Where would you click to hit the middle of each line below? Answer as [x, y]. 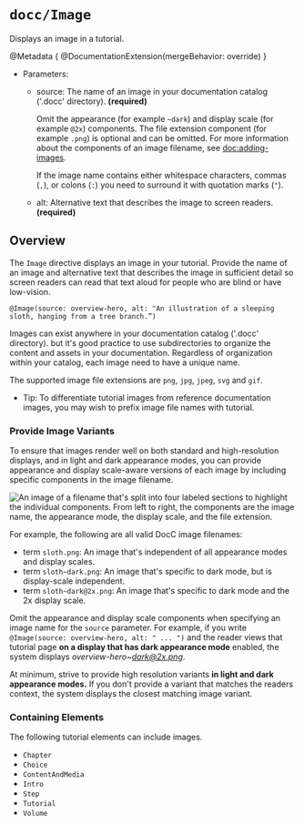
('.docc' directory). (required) [91, 101]
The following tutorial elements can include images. [106, 737]
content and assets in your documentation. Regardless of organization [141, 352]
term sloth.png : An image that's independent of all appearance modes [155, 552]
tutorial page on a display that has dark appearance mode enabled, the [144, 647]
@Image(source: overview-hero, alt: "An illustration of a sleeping [142, 308]
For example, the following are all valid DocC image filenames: [126, 535]
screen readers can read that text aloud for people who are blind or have [146, 282]
